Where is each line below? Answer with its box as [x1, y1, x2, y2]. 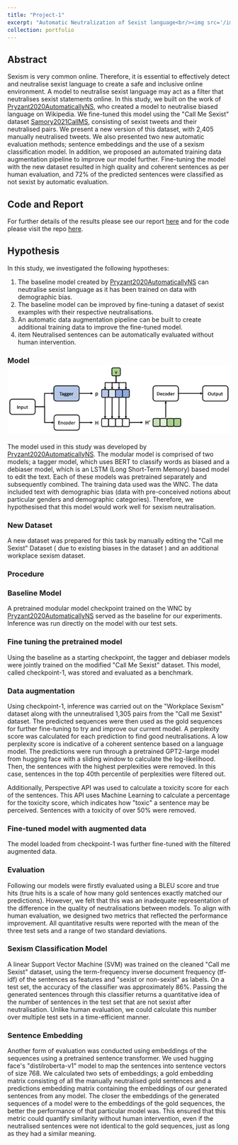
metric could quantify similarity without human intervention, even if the [7, 1115, 214, 1123]
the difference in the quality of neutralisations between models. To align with [7, 903, 231, 912]
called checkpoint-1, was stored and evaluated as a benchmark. [7, 668, 193, 677]
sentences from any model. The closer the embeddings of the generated [7, 1092, 220, 1100]
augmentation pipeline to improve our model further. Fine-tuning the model [7, 155, 226, 164]
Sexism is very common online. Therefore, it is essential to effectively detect [7, 72, 230, 81]
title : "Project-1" [7, 11, 65, 18]
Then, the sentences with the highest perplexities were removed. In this [7, 762, 216, 770]
